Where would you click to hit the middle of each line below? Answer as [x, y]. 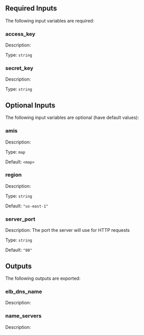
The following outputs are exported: [43, 278]
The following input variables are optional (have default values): [72, 117]
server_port [20, 219]
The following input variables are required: [50, 20]
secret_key [19, 68]
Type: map [15, 152]
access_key [20, 34]
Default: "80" [19, 250]
